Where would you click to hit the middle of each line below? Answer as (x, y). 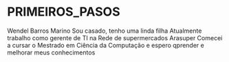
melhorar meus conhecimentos (51, 52)
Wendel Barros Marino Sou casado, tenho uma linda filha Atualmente (105, 31)
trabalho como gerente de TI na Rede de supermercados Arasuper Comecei (115, 37)
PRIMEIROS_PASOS (64, 12)
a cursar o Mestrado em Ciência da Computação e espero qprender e (106, 45)
